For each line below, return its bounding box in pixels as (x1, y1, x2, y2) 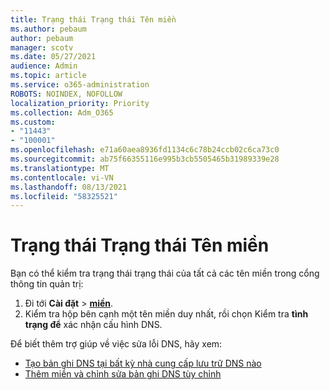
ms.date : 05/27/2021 (10, 52, 97, 62)
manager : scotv (10, 42, 74, 53)
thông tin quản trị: (10, 278, 84, 290)
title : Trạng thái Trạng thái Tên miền (10, 14, 177, 25)
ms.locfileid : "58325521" (10, 191, 118, 201)
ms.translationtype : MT (10, 163, 110, 173)
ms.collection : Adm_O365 (10, 107, 114, 118)
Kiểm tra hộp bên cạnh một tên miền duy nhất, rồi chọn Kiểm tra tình (24, 308, 309, 320)
